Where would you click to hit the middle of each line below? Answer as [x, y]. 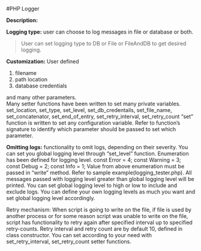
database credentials [41, 86]
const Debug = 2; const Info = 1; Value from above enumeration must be [95, 166]
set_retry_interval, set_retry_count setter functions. [69, 241]
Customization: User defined [43, 61]
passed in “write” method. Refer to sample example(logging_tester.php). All [99, 173]
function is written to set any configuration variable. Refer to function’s [93, 123]
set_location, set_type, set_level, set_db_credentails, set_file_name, [89, 110]
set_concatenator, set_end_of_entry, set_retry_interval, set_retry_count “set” [100, 117]
